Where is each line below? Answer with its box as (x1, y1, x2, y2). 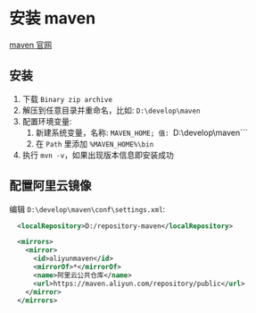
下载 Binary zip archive (21, 93, 113, 104)
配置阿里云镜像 (9, 178, 92, 193)
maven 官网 (9, 39, 52, 50)
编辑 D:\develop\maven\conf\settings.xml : (9, 203, 166, 215)
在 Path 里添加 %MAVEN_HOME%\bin (35, 138, 154, 148)
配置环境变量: (21, 115, 72, 126)
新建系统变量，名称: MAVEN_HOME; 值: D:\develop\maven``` (35, 127, 248, 138)
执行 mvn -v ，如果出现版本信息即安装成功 (21, 149, 174, 160)
